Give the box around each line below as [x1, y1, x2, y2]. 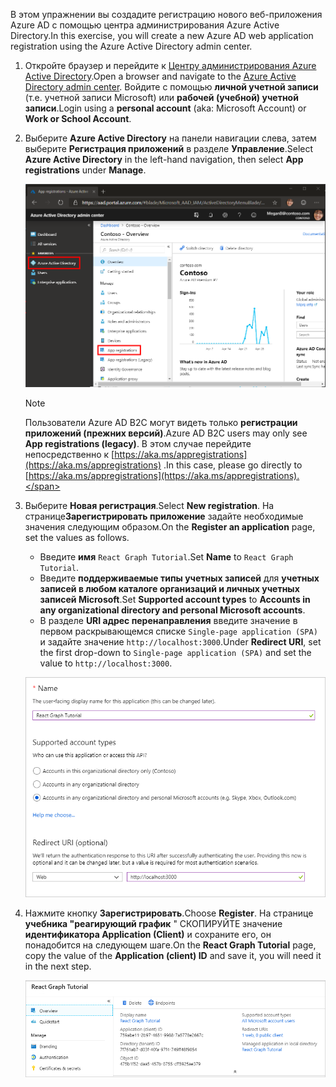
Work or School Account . [24, 113, 132, 124]
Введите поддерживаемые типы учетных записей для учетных [39, 572, 320, 584]
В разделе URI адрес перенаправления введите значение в [39, 614, 298, 626]
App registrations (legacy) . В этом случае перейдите [24, 437, 252, 449]
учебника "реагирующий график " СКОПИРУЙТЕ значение [24, 918, 283, 930]
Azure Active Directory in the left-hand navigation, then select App [24, 154, 304, 165]
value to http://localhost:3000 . [39, 657, 173, 669]
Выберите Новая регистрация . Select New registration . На [24, 499, 275, 511]
